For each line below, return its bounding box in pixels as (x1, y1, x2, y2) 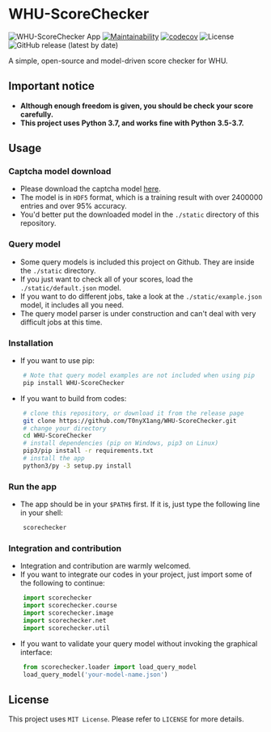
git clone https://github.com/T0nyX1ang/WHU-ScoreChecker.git (23, 417, 237, 425)
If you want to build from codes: (19, 393, 127, 403)
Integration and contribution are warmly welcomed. (19, 561, 192, 571)
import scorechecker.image (23, 609, 114, 617)
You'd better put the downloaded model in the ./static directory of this (19, 209, 260, 219)
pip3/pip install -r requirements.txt (23, 446, 154, 455)
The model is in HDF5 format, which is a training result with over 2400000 (19, 193, 263, 202)
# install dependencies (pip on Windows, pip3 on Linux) (23, 439, 219, 447)
